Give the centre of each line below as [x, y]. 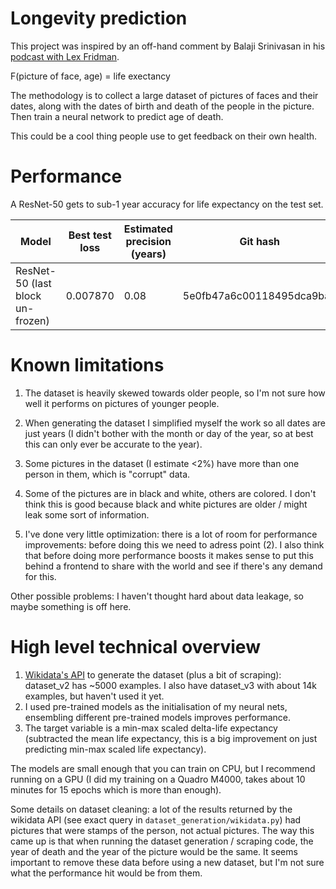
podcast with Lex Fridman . [65, 56]
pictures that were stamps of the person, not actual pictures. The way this [162, 830]
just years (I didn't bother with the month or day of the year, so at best [169, 433]
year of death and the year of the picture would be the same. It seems [154, 851]
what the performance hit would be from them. [106, 873]
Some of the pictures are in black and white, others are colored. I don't [170, 493]
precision [148, 241]
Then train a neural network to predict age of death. [117, 116]
